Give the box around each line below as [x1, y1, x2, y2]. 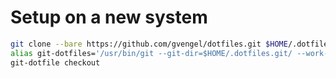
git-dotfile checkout [10, 57, 101, 68]
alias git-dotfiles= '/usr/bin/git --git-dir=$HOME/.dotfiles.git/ [10, 48, 293, 58]
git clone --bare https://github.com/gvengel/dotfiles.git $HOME [10, 39, 288, 49]
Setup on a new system [10, 6, 208, 29]
